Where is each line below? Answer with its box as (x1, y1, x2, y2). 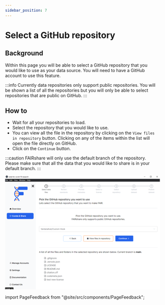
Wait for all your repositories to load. (12, 120, 86, 126)
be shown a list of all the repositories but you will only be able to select (5, 87, 148, 93)
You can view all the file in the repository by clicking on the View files (12, 130, 155, 136)
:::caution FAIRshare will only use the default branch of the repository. (5, 155, 146, 161)
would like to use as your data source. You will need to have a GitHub (5, 67, 145, 73)
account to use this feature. (5, 73, 61, 78)
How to (5, 107, 27, 115)
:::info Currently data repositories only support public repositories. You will (5, 82, 156, 88)
